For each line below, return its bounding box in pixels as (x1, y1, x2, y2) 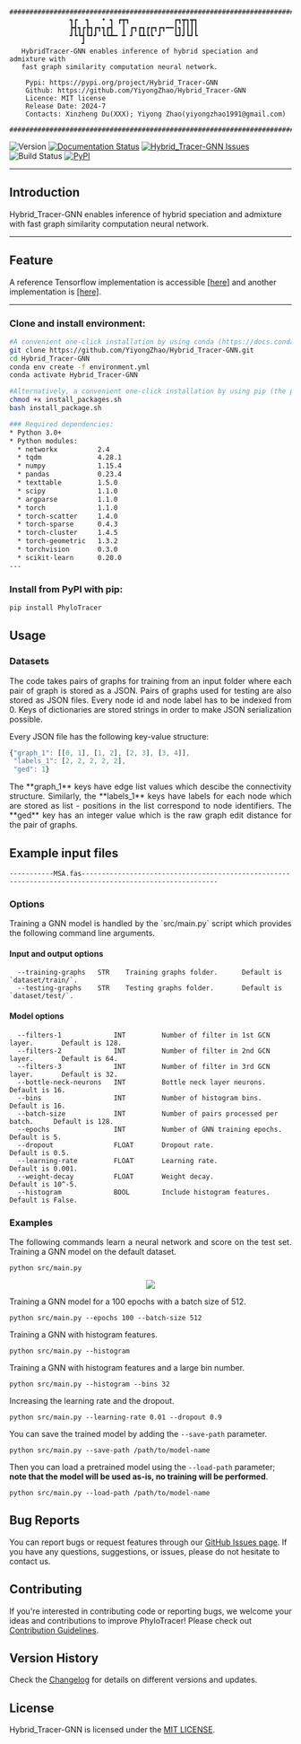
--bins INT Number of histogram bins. (17, 1093, 262, 1102)
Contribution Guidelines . (9, 1625, 99, 1635)
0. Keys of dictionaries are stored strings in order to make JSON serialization (9, 704, 292, 714)
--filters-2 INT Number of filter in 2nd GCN (17, 1046, 271, 1056)
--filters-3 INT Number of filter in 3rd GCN (17, 1062, 271, 1071)
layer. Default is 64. (9, 1054, 118, 1063)
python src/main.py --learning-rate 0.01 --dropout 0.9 (9, 1413, 222, 1422)
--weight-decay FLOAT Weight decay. (17, 1171, 215, 1181)
